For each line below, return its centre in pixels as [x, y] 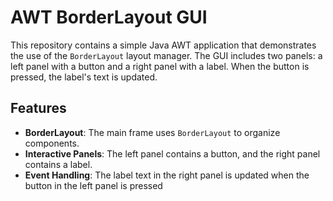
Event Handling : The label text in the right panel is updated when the [167, 175]
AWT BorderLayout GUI [109, 17]
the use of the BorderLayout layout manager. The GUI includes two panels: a [166, 55]
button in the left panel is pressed [93, 185]
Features [38, 108]
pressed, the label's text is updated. [84, 77]
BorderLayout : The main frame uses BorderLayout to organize [152, 132]
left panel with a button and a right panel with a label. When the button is [160, 66]
